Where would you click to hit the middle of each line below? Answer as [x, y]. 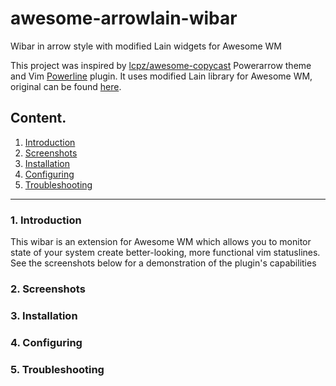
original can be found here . [66, 86]
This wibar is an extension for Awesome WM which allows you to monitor [161, 242]
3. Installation [44, 315]
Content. [38, 118]
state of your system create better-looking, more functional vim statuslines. [165, 253]
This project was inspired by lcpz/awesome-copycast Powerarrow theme [161, 65]
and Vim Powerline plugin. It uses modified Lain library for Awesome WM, [161, 76]
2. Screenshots [48, 289]
